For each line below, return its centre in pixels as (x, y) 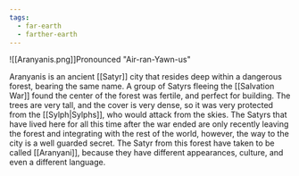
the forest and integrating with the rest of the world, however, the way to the (149, 134)
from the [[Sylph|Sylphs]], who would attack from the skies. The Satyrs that (148, 115)
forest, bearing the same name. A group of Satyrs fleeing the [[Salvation (142, 87)
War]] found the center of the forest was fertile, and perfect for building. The (150, 96)
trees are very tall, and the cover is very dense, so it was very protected (141, 105)
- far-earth (40, 26)
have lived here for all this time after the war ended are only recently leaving (149, 124)
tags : (19, 17)
